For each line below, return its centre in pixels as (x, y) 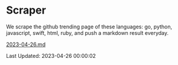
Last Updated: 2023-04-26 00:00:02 (51, 56)
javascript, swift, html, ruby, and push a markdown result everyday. (88, 32)
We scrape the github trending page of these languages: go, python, (89, 27)
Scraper (26, 10)
